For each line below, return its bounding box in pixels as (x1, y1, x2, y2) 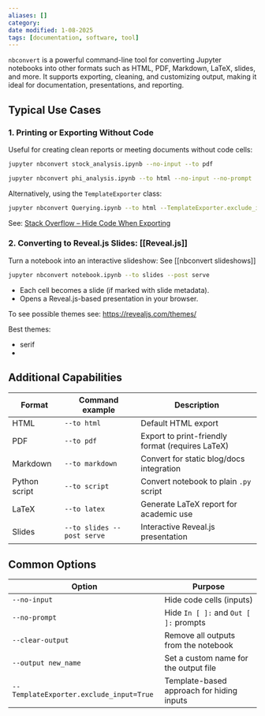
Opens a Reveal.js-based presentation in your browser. (19, 294, 199, 303)
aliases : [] (8, 11, 47, 20)
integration (140, 463, 181, 474)
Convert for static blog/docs (140, 453, 245, 464)
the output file (164, 662, 217, 673)
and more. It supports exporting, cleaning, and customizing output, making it (8, 72, 257, 81)
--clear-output (12, 636, 69, 645)
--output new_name (12, 658, 81, 668)
